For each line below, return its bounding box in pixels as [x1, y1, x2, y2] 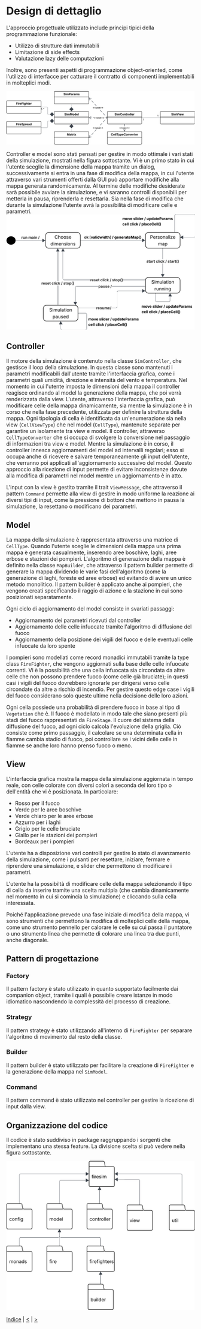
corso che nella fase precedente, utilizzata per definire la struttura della [6, 408, 182, 415]
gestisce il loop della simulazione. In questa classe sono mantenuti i [6, 363, 173, 371]
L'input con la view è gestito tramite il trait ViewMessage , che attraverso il [6, 483, 182, 491]
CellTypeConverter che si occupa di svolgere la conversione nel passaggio [6, 434, 190, 441]
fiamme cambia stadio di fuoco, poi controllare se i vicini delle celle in [6, 735, 178, 742]
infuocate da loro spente [14, 642, 76, 649]
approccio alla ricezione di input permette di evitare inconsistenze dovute [6, 465, 187, 473]
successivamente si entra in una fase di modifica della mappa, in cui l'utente [6, 170, 194, 177]
